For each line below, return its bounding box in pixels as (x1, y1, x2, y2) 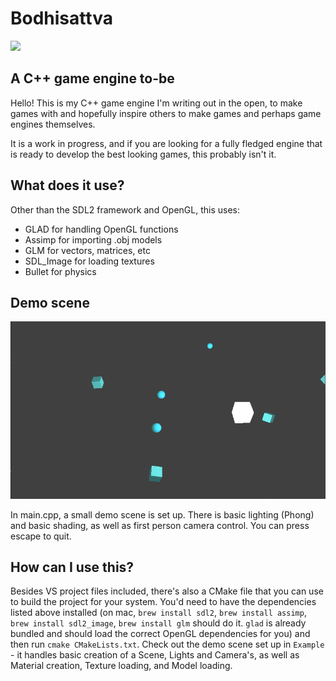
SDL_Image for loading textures (24, 255, 155, 267)
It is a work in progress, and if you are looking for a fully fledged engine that (10, 137, 323, 149)
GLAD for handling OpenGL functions (24, 223, 179, 235)
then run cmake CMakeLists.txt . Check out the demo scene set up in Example (10, 638, 325, 651)
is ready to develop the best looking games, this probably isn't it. (10, 148, 277, 160)
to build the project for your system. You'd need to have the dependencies (10, 596, 317, 608)
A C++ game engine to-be (10, 70, 175, 87)
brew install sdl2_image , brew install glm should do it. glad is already (10, 617, 307, 629)
